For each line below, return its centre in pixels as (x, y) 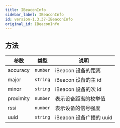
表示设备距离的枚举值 (80, 99)
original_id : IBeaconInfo (32, 24)
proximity (19, 98)
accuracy (19, 70)
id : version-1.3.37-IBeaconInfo (39, 19)
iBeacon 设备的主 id (78, 80)
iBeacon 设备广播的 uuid (84, 117)
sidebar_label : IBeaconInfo (35, 15)
